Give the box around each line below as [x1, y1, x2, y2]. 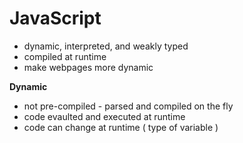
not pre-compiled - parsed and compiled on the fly [23, 100, 234, 112]
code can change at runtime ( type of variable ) [23, 121, 219, 133]
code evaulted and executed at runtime [23, 110, 186, 122]
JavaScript [9, 7, 102, 30]
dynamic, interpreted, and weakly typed [23, 40, 189, 52]
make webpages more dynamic [23, 61, 154, 73]
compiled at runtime [23, 50, 107, 62]
